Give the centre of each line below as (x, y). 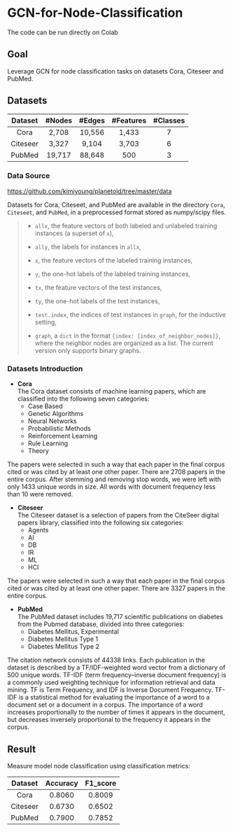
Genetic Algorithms (56, 414)
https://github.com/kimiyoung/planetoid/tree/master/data (90, 191)
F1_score (101, 783)
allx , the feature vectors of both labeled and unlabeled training (126, 226)
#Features (129, 120)
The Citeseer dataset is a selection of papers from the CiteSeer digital (118, 515)
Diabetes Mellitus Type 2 (64, 646)
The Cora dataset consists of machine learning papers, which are (112, 391)
